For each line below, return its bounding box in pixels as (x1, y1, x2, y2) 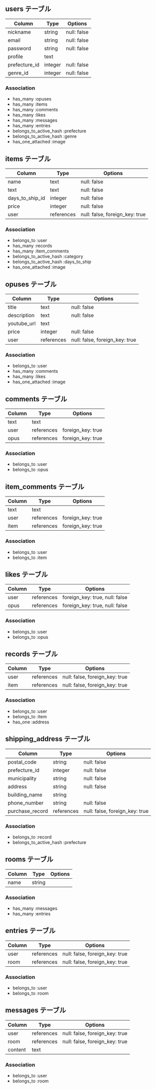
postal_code (8, 759, 37, 766)
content (8, 1046, 26, 1053)
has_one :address (12, 719, 49, 725)
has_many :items (12, 101, 48, 107)
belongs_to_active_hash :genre (12, 133, 77, 139)
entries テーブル (5, 927, 56, 935)
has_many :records (12, 243, 52, 249)
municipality (8, 775, 37, 782)
